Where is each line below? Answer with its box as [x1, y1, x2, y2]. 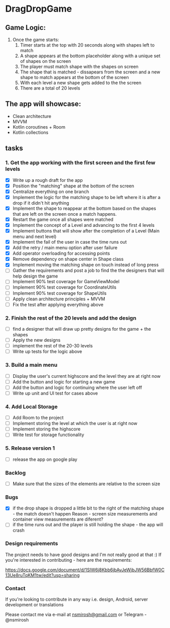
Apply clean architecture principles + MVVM [12, 296, 105, 302]
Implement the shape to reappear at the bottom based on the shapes [12, 205, 156, 211]
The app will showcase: [5, 100, 81, 108]
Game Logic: [5, 23, 46, 32]
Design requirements [5, 540, 58, 547]
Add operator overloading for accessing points [12, 250, 110, 256]
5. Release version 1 [5, 445, 55, 452]
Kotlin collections [12, 129, 49, 135]
